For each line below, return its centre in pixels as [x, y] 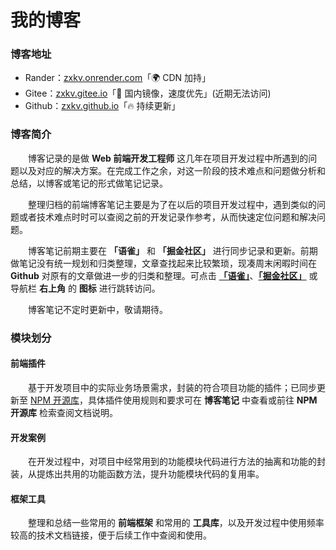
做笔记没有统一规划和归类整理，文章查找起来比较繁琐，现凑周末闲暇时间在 [163, 263]
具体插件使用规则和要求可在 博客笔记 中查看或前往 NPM [203, 400]
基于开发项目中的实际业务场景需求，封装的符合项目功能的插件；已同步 [172, 387]
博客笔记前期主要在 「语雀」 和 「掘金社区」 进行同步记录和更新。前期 [173, 250]
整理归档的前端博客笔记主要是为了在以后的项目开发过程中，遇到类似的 [172, 204]
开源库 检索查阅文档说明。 [64, 412]
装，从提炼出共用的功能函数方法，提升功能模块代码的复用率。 [137, 474]
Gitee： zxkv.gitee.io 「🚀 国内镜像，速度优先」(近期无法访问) [148, 93]
